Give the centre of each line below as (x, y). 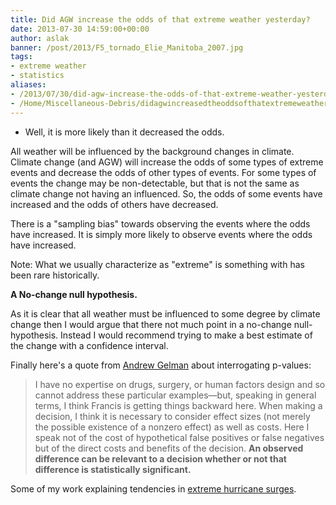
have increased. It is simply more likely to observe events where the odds (161, 234)
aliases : (28, 85)
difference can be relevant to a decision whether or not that (160, 458)
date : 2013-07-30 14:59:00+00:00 (80, 29)
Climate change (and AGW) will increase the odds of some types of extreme (167, 162)
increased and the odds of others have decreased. (114, 204)
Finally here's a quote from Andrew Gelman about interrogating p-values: (161, 365)
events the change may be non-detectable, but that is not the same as (155, 183)
